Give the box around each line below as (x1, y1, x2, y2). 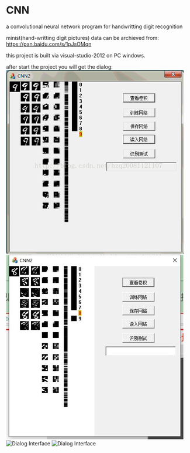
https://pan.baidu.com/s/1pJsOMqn (6, 40, 92, 48)
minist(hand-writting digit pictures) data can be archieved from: (6, 34, 159, 41)
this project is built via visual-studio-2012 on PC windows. (6, 52, 146, 59)
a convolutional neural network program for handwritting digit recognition (6, 23, 183, 30)
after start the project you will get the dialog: (6, 63, 113, 70)
